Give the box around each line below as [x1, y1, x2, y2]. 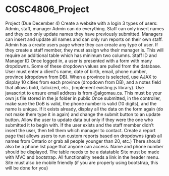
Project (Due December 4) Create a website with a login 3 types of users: [5, 20, 158, 26]
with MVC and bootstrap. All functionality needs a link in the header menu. [5, 154, 160, 160]
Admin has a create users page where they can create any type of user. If [5, 41, 158, 47]
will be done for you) [5, 165, 48, 171]
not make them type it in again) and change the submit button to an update [5, 111, 161, 117]
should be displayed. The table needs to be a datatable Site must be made [5, 149, 160, 155]
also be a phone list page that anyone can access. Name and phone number [5, 143, 164, 149]
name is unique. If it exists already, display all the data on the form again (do [5, 106, 163, 112]
